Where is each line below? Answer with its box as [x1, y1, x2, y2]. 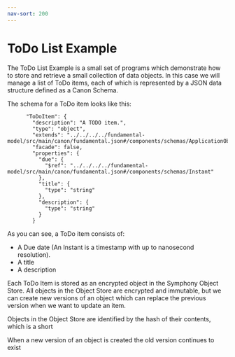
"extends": [32, 131, 64, 139]
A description [17, 265, 57, 274]
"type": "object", [32, 125, 86, 132]
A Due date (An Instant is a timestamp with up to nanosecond [17, 243, 194, 251]
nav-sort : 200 [7, 10, 49, 17]
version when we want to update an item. [7, 301, 126, 309]
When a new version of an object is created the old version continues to [7, 335, 215, 344]
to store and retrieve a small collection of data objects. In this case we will [7, 71, 220, 79]
